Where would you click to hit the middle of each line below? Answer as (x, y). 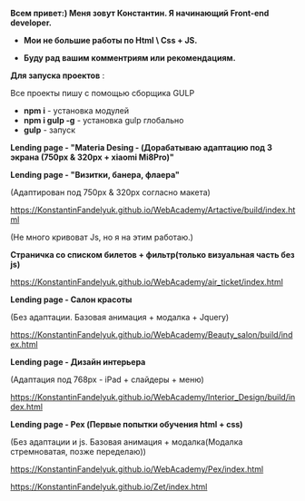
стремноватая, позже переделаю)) (78, 452)
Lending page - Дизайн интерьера (78, 362)
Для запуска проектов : (58, 75)
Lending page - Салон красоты (71, 300)
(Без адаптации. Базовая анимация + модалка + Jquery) (120, 317)
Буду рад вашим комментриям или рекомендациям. (129, 58)
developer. (31, 23)
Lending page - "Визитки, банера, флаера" (95, 175)
